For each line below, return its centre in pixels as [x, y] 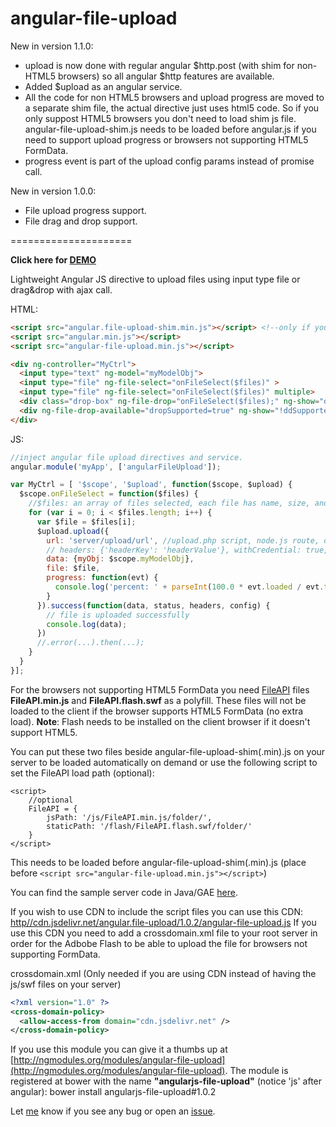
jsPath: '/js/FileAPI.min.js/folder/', [129, 817]
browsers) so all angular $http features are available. [166, 76]
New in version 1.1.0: [52, 46]
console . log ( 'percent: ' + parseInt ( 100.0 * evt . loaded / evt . [189, 587]
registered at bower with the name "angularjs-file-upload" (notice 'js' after [166, 1081]
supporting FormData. [55, 954]
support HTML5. [44, 732]
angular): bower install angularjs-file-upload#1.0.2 [113, 1092]
